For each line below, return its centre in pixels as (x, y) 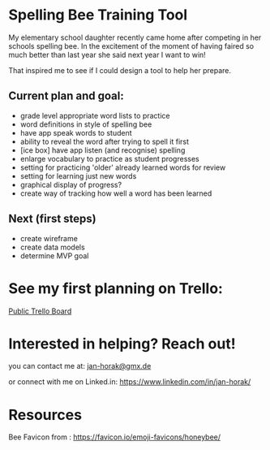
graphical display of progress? (71, 184)
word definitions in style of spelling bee (86, 124)
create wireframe (49, 238)
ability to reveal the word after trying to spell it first (104, 141)
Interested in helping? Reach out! (122, 344)
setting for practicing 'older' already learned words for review (123, 167)
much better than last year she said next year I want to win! (107, 54)
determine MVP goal (54, 255)
